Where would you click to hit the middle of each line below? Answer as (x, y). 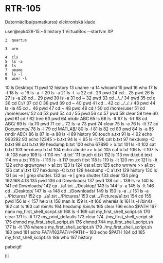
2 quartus (16, 40)
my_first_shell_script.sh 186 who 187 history (49, 237)
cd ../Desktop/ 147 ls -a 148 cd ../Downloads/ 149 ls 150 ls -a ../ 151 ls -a (77, 191)
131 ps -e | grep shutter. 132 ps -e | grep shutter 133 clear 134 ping (72, 175)
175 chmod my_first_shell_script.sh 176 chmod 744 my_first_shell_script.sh (79, 222)
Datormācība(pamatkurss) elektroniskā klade (50, 22)
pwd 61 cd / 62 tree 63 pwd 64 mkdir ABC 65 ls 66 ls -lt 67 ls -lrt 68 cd (76, 118)
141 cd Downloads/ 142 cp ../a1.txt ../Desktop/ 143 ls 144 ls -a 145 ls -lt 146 (80, 186)
